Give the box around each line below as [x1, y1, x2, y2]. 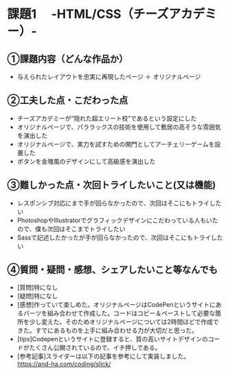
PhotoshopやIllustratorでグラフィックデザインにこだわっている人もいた [16, 216, 218, 224]
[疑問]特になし [16, 292, 58, 300]
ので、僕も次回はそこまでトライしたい [16, 224, 126, 233]
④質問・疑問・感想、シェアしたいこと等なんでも [7, 264, 218, 276]
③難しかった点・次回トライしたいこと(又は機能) [7, 180, 216, 191]
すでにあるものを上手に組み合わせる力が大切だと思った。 [35, 326, 198, 334]
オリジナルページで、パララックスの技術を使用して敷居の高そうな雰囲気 [16, 122, 222, 131]
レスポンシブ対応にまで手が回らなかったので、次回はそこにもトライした [16, 199, 222, 207]
